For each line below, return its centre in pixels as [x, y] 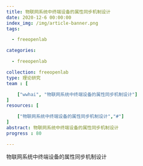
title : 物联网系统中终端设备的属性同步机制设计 [59, 12]
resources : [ [23, 106]
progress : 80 [24, 133]
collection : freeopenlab [37, 72]
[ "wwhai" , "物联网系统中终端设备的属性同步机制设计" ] [77, 94]
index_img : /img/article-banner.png [52, 23]
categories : [21, 51]
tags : [13, 29]
